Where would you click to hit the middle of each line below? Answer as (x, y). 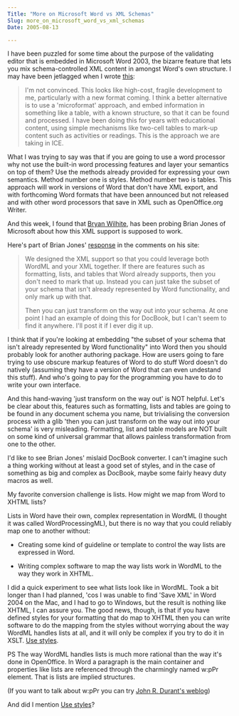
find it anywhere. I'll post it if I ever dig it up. (89, 326)
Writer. (17, 210)
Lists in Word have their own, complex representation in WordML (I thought (117, 516)
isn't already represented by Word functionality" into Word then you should (117, 347)
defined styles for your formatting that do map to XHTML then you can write (119, 618)
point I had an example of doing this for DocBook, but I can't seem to (126, 318)
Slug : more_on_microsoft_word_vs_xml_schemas (76, 21)
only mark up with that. (58, 297)
